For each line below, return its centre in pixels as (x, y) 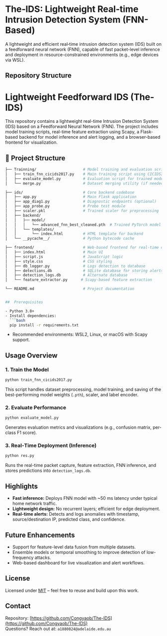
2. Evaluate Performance (36, 407)
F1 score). (27, 433)
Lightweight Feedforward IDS (67, 97)
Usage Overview (32, 355)
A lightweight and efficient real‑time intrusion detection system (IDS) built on (83, 44)
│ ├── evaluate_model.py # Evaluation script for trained (79, 179)
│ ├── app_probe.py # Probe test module (65, 206)
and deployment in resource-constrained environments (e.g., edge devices (82, 54)
